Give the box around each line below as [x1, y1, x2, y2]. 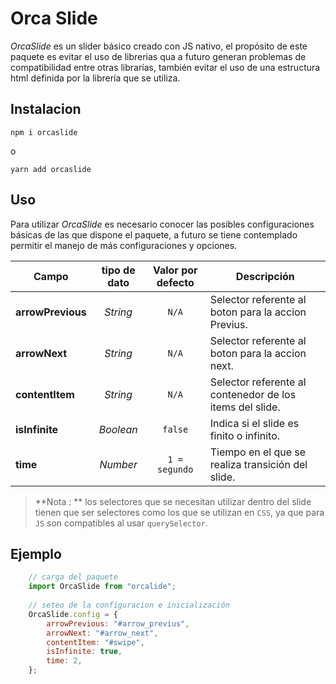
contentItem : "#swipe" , [46, 637, 145, 647]
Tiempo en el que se [209, 445, 307, 459]
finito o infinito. [209, 428, 281, 442]
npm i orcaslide [10, 127, 78, 137]
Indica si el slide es [209, 416, 300, 430]
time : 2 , [46, 656, 83, 666]
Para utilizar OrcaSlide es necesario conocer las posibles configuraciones [10, 218, 315, 230]
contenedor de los [209, 387, 297, 401]
